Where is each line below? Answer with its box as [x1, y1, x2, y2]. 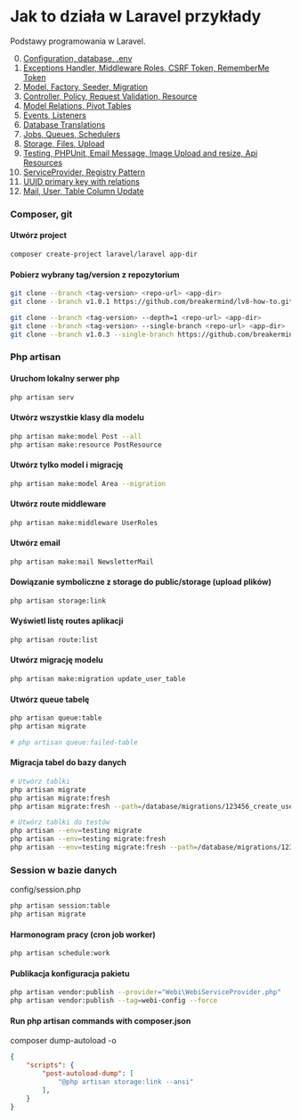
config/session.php [10, 885, 81, 895]
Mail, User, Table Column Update [22, 185, 145, 196]
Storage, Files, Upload [22, 138, 105, 149]
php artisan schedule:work [10, 949, 110, 958]
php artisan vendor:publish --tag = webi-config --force [10, 996, 218, 1005]
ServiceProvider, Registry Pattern [22, 167, 146, 177]
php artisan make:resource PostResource [10, 440, 163, 449]
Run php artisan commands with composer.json [10, 1015, 191, 1026]
